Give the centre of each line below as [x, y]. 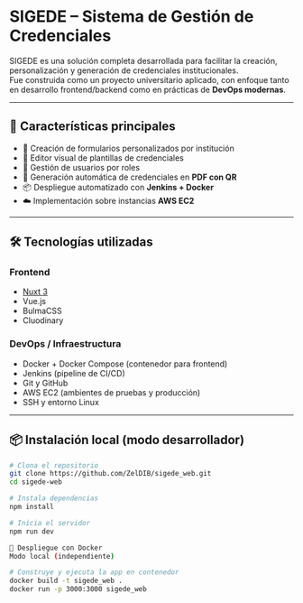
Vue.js [34, 301]
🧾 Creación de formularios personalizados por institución [128, 148]
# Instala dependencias [54, 498]
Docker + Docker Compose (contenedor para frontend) [125, 364]
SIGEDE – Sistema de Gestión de [132, 17]
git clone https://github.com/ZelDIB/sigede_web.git [110, 474]
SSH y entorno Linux [60, 402]
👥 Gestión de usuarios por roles [81, 167]
